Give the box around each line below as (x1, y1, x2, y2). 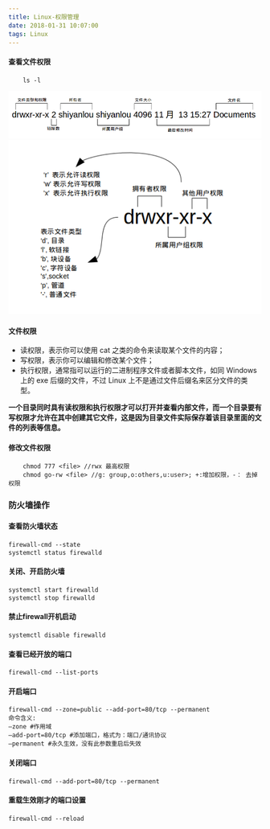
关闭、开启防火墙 (8, 567, 65, 577)
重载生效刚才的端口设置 (8, 795, 86, 805)
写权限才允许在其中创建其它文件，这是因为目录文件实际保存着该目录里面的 (8, 412, 255, 422)
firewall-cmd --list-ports (8, 668, 99, 677)
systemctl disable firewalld (8, 631, 106, 639)
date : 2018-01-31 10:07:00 (8, 21, 99, 30)
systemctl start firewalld (8, 585, 99, 594)
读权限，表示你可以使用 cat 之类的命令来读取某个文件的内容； (19, 346, 225, 355)
